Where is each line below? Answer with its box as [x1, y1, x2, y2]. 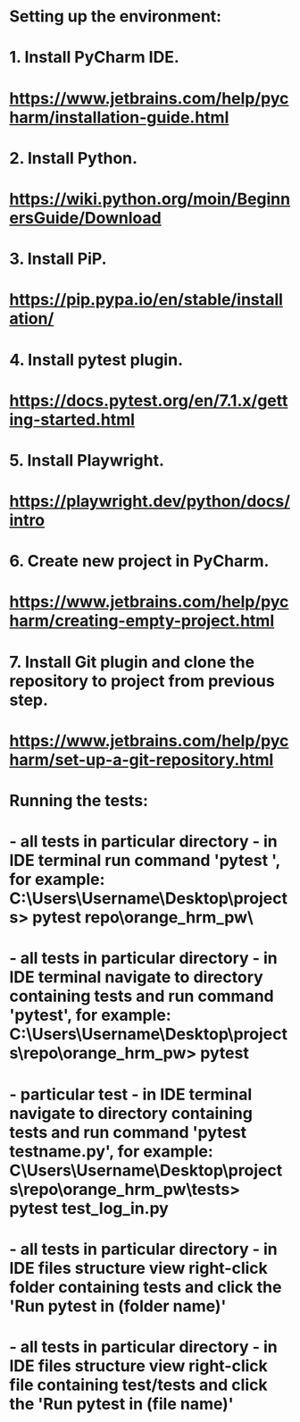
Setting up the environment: [9, 6, 221, 27]
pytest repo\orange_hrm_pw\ [32, 907, 254, 928]
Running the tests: [9, 791, 149, 811]
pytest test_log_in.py [9, 1198, 170, 1218]
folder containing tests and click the [9, 1276, 282, 1297]
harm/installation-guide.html [9, 107, 229, 127]
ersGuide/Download [9, 207, 162, 228]
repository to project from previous [9, 670, 275, 691]
